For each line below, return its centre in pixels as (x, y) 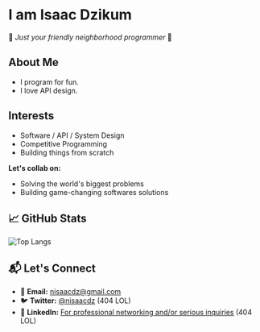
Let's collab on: (35, 168)
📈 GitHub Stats (47, 218)
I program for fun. (49, 81)
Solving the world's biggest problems (82, 184)
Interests (31, 116)
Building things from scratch (67, 152)
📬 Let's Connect (52, 268)
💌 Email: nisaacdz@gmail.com (70, 292)
